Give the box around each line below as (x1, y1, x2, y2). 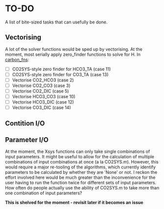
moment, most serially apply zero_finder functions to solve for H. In (5, 51, 141, 57)
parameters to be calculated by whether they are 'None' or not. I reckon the (5, 169, 158, 175)
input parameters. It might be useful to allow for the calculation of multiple (5, 154, 154, 160)
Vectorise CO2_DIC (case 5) (12, 88, 70, 94)
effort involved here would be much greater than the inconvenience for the (5, 174, 156, 181)
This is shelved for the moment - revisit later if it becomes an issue (5, 200, 143, 206)
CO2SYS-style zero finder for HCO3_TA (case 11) (12, 66, 111, 72)
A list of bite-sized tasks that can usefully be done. (5, 19, 108, 25)
